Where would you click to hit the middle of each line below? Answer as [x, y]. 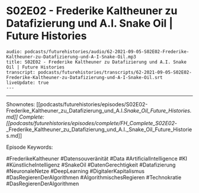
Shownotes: [21, 104]
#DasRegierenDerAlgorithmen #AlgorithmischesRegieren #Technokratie [94, 177]
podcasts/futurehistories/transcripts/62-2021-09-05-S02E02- [115, 72]
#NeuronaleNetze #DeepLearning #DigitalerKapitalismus [76, 171]
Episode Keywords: [30, 147]
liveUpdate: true [28, 83]
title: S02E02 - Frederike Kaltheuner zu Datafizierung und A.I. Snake [96, 62]
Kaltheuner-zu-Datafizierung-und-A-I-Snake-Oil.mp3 [71, 57]
